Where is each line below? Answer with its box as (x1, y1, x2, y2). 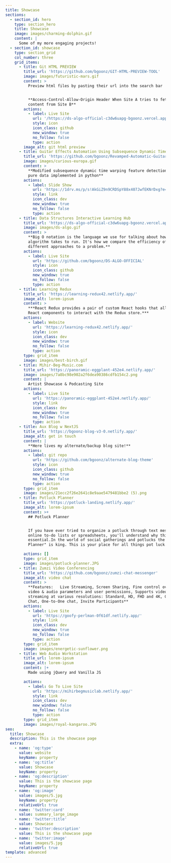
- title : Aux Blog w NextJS (18, 424, 79, 429)
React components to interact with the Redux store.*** (27, 311, 149, 316)
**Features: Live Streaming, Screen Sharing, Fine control (27, 585, 160, 590)
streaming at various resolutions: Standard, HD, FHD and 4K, (27, 594, 163, 599)
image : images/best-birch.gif (23, 358, 88, 363)
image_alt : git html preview (23, 144, 85, 149)
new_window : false (32, 703, 72, 708)
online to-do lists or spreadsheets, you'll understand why (27, 532, 158, 538)
